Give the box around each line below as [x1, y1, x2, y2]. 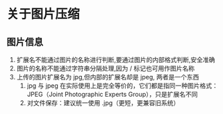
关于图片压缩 [6, 6, 81, 22]
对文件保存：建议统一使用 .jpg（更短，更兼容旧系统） [26, 99, 180, 107]
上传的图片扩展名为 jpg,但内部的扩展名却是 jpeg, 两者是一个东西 [16, 73, 199, 81]
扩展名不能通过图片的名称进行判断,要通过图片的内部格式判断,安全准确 [16, 56, 215, 64]
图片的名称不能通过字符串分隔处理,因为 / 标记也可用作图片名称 [16, 64, 195, 73]
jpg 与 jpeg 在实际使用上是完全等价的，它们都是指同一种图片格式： [26, 82, 218, 90]
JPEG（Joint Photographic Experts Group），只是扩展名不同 [26, 91, 199, 98]
